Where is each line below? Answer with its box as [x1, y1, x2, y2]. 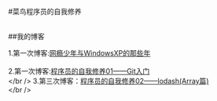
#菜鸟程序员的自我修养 [8, 7, 82, 16]
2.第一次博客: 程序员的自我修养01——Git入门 [8, 67, 150, 76]
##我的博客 [8, 32, 45, 41]
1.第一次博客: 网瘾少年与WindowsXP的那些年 [8, 49, 151, 57]
